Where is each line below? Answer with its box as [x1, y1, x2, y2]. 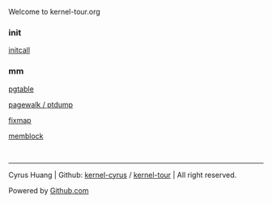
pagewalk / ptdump [8, 99, 74, 109]
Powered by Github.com [8, 185, 89, 195]
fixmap [8, 115, 32, 125]
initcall [8, 45, 31, 55]
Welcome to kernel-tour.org [8, 7, 101, 16]
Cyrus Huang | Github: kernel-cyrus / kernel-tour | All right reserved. [8, 170, 237, 180]
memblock [8, 131, 44, 141]
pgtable [8, 84, 34, 94]
